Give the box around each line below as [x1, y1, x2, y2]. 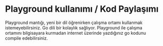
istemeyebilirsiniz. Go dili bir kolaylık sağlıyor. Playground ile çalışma [5, 24, 143, 30]
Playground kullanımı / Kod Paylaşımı [5, 3, 159, 15]
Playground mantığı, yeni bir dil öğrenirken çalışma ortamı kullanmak [5, 20, 143, 25]
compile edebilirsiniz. [5, 35, 48, 41]
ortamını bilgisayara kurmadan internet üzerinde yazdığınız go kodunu [5, 30, 146, 36]
